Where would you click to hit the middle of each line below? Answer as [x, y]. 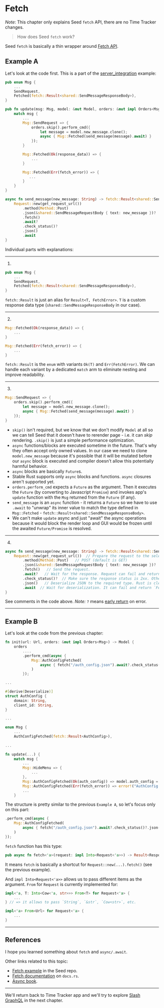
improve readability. [25, 375]
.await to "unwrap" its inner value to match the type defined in [75, 507]
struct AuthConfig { [26, 696]
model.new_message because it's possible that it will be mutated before [82, 456]
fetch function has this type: [34, 846]
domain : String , [31, 701]
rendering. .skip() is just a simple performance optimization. [73, 440]
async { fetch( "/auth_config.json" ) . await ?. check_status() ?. [86, 828]
